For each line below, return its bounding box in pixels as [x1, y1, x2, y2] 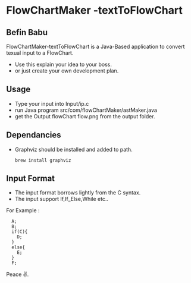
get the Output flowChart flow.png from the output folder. [14, 112, 156, 120]
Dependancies [6, 130, 61, 140]
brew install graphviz [14, 157, 71, 163]
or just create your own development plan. [14, 67, 119, 74]
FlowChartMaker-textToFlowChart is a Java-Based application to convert [6, 43, 185, 50]
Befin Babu [6, 27, 48, 37]
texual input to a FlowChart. [6, 49, 74, 56]
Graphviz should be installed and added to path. [14, 146, 133, 153]
